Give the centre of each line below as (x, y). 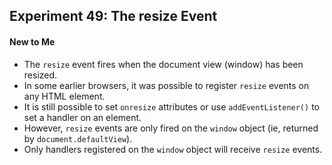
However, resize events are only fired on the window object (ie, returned (171, 128)
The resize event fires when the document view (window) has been (163, 64)
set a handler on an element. (82, 117)
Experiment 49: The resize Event (113, 16)
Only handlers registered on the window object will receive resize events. (173, 149)
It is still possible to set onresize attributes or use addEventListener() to (171, 106)
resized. (40, 75)
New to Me (32, 41)
